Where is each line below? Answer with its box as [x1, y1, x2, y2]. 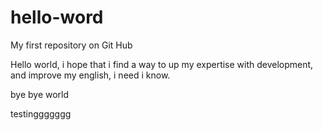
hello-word [10, 6, 104, 29]
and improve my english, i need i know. [10, 69, 171, 81]
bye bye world [10, 88, 70, 100]
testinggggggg [10, 107, 72, 120]
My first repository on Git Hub [10, 39, 133, 51]
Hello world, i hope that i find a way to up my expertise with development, [10, 58, 314, 70]
